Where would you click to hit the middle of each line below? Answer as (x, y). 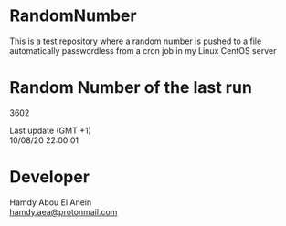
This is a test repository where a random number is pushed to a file (136, 41)
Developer (49, 177)
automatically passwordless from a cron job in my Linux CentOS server (143, 50)
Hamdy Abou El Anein (51, 202)
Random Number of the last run (131, 88)
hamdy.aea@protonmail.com (64, 211)
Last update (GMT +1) (50, 130)
